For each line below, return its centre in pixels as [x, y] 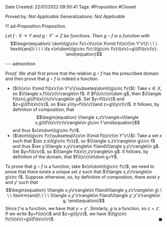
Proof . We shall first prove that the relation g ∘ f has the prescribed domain [82, 73]
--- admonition [20, 64]
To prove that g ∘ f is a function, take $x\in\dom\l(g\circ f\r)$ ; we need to [80, 166]
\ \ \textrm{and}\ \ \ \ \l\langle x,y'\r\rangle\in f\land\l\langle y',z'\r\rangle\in [84, 195]
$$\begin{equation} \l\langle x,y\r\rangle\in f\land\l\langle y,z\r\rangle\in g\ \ [84, 190]
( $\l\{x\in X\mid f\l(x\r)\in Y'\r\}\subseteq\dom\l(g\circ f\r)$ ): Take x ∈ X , [87, 88]
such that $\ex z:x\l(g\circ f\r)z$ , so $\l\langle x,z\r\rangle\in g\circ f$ [84, 141]
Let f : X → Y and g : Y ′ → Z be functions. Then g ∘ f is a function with [78, 36]
